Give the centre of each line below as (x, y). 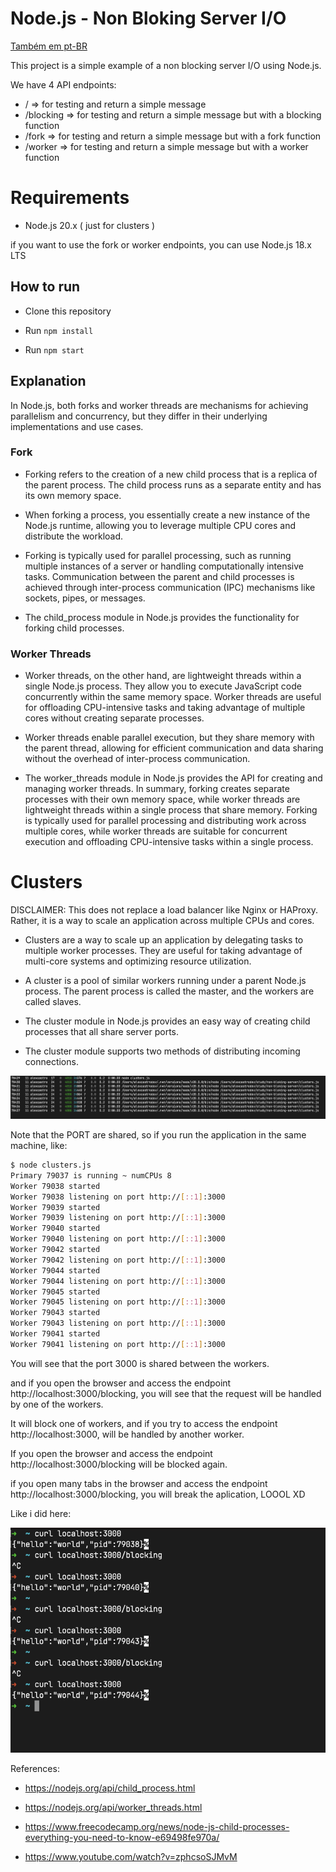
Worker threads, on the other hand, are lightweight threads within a (163, 676)
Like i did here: (41, 1513)
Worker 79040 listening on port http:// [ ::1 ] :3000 (118, 1239)
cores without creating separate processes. (114, 718)
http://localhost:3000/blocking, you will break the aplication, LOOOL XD (158, 1494)
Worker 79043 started (55, 1313)
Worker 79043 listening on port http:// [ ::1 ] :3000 (118, 1323)
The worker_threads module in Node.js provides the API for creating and (173, 778)
